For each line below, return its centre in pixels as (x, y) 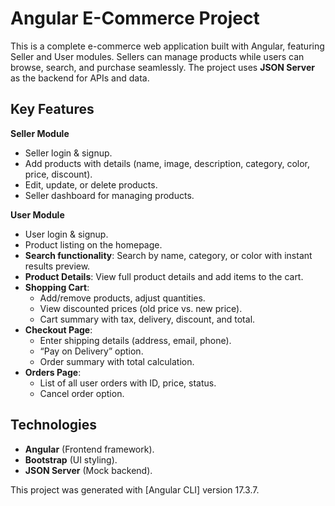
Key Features (52, 109)
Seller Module (40, 133)
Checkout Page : (58, 329)
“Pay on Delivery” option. (91, 351)
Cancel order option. (82, 393)
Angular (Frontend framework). (89, 449)
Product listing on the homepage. (93, 244)
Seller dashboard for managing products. (109, 195)
